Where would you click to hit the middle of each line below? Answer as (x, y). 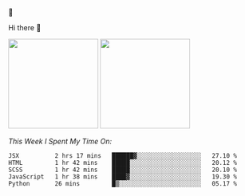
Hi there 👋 (25, 27)
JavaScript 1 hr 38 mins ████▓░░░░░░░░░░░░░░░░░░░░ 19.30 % (123, 177)
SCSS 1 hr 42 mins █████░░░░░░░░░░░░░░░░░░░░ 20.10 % (123, 170)
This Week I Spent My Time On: (60, 141)
